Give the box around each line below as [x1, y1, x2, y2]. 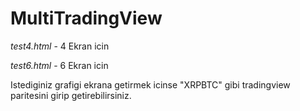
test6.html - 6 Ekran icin [10, 59, 109, 71]
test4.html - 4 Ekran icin [10, 40, 110, 52]
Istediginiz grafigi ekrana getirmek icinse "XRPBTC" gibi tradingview [10, 78, 291, 91]
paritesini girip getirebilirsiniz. [10, 89, 132, 101]
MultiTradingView [10, 7, 163, 30]
